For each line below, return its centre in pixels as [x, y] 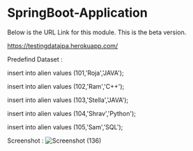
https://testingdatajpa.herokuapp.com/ [63, 45]
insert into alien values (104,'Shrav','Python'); [72, 113]
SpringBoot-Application [77, 13]
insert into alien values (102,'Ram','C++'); [66, 86]
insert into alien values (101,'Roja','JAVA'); [65, 73]
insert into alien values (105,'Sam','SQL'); [65, 127]
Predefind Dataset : [35, 59]
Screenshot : [25, 141]
